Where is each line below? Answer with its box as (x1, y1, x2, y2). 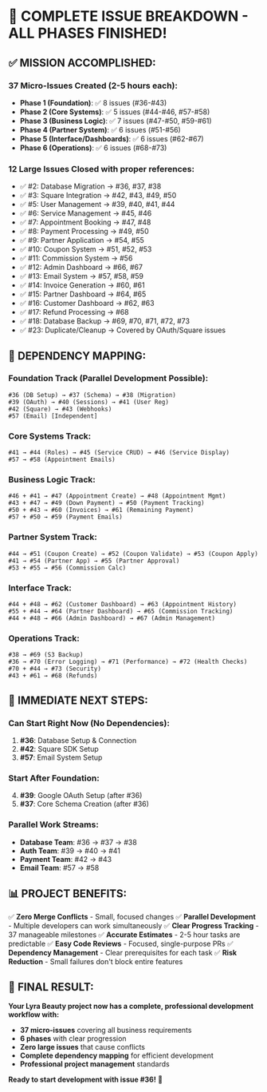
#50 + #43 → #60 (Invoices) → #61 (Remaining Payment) (8, 506, 194, 514)
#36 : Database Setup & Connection (19, 736, 137, 745)
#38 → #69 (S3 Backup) (8, 651, 84, 659)
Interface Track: (8, 582, 72, 594)
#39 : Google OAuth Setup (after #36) (19, 791, 143, 800)
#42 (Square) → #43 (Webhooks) (8, 405, 112, 413)
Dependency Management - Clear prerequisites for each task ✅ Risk (8, 948, 238, 958)
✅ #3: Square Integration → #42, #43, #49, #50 (19, 191, 177, 201)
